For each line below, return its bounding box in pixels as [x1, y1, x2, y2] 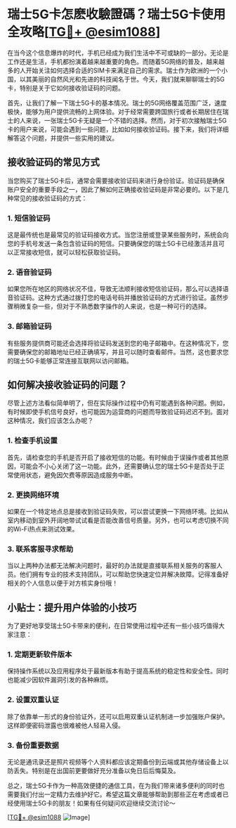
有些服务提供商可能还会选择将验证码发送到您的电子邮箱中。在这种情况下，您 [7, 339, 229, 347]
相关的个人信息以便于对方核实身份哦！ [7, 579, 118, 588]
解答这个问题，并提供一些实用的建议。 [7, 134, 118, 142]
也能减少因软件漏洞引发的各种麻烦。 [7, 675, 112, 684]
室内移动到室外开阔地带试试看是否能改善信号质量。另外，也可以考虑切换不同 [7, 516, 229, 524]
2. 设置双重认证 [7, 695, 60, 705]
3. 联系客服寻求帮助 [7, 544, 74, 554]
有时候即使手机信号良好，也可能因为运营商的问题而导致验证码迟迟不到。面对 [7, 408, 229, 416]
